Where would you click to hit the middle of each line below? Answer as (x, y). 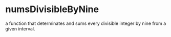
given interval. (20, 28)
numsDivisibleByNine (52, 9)
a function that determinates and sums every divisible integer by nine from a (86, 23)
